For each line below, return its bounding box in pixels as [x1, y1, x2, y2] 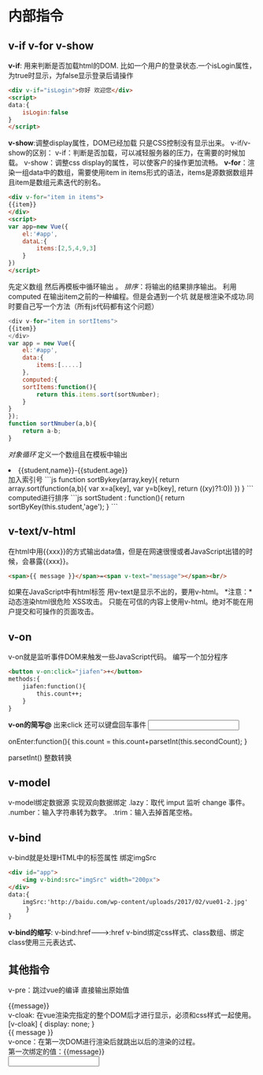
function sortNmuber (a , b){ [8, 420, 97, 428]
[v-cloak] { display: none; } [8, 1019, 95, 1029]
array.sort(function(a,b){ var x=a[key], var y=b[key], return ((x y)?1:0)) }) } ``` [8, 484, 254, 493]
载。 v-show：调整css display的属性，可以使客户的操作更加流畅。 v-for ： [8, 158, 248, 168]
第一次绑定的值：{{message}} [8, 1047, 105, 1056]
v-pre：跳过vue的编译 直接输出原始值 [8, 985, 130, 995]
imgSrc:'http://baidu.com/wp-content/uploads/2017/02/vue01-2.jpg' [22, 898, 248, 906]
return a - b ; [22, 427, 61, 435]
